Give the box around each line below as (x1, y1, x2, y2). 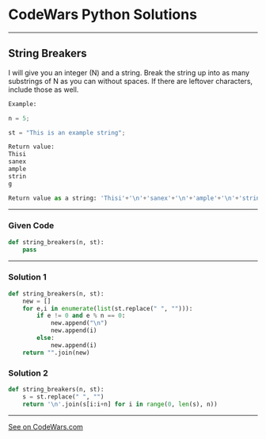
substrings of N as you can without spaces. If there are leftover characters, (8, 76, 253, 86)
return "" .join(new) (22, 349, 90, 357)
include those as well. (8, 85, 79, 94)
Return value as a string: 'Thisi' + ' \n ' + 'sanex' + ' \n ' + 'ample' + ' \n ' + (8, 194, 239, 202)
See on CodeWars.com (8, 422, 83, 431)
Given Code (8, 220, 55, 231)
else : (36, 334, 55, 342)
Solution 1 (8, 272, 47, 283)
